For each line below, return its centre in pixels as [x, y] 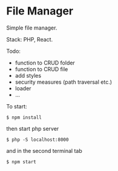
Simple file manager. [32, 28]
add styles [28, 75]
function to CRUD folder [45, 63]
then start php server [33, 128]
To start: [17, 106]
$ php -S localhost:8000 [38, 140]
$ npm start [21, 162]
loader [23, 88]
